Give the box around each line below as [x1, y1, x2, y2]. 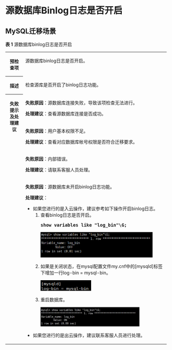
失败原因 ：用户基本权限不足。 [25, 128, 89, 134]
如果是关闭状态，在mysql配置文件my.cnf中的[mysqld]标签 [40, 263, 163, 269]
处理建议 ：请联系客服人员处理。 [25, 166, 93, 172]
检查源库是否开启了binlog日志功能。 [25, 82, 101, 88]
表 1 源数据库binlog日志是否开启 [5, 42, 72, 47]
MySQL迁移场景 [5, 27, 56, 35]
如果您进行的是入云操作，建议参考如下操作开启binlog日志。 [33, 206, 158, 211]
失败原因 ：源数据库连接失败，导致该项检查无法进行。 [25, 100, 138, 106]
